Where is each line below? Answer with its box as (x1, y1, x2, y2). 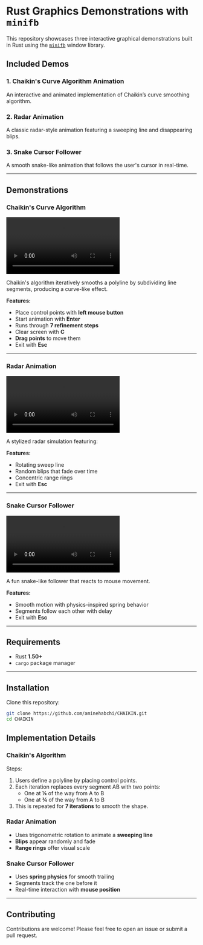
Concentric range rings (14, 474, 73, 481)
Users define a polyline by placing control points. (14, 776, 137, 784)
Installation (6, 683, 50, 693)
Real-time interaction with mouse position (14, 886, 121, 893)
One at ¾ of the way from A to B (24, 796, 105, 803)
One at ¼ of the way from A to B (24, 789, 105, 796)
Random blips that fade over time (14, 468, 98, 475)
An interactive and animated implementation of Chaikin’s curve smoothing (6, 91, 190, 98)
